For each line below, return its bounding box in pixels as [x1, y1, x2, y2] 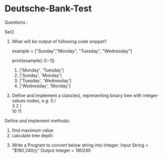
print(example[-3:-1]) [11, 57, 55, 63]
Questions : [4, 19, 28, 25]
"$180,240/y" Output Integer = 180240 [11, 147, 91, 153]
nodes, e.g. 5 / [26, 97, 56, 104]
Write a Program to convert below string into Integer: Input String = [11, 142, 149, 148]
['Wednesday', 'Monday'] [19, 82, 71, 89]
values [11, 97, 26, 104]
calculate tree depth [11, 132, 53, 138]
